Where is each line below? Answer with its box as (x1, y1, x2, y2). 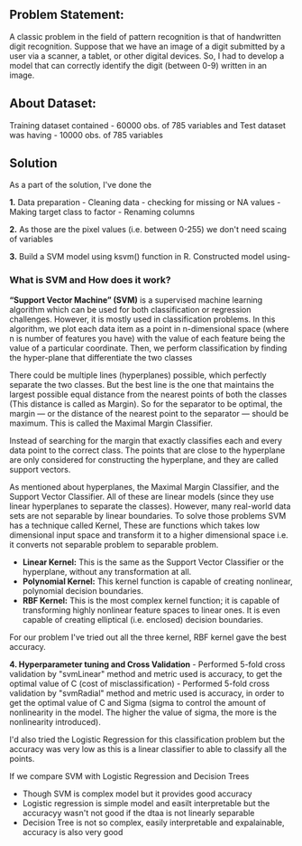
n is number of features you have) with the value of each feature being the (9, 333, 286, 343)
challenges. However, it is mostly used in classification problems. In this (9, 314, 276, 324)
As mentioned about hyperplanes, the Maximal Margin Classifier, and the (9, 481, 279, 492)
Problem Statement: (9, 7, 124, 23)
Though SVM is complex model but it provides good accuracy (22, 788, 252, 799)
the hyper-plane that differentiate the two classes (9, 352, 193, 362)
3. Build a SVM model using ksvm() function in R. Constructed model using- (9, 251, 291, 262)
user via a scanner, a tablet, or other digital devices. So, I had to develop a (9, 50, 285, 61)
